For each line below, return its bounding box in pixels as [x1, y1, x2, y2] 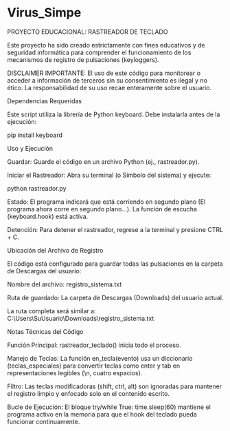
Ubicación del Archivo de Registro [7, 246, 104, 254]
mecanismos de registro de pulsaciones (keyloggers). [7, 55, 159, 63]
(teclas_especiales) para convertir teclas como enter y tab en [7, 361, 181, 370]
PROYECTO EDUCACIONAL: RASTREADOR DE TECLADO [7, 28, 168, 36]
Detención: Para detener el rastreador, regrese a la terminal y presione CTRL [7, 225, 224, 233]
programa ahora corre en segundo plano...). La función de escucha [7, 204, 198, 213]
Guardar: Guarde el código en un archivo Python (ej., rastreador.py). [7, 157, 200, 166]
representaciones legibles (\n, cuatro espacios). [7, 368, 143, 377]
